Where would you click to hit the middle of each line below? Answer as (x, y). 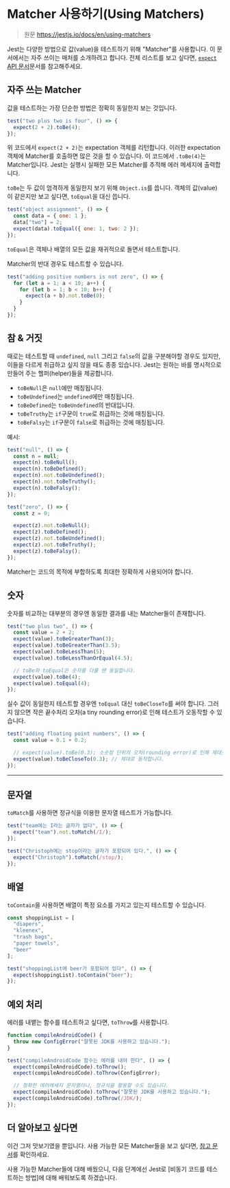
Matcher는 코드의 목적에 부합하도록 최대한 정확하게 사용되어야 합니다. (100, 572)
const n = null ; (36, 456)
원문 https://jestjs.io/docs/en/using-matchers (87, 34)
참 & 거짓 (25, 338)
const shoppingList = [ (41, 918)
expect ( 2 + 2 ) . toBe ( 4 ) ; (47, 127)
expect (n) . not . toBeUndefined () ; (60, 475)
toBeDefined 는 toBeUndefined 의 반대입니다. (76, 405)
